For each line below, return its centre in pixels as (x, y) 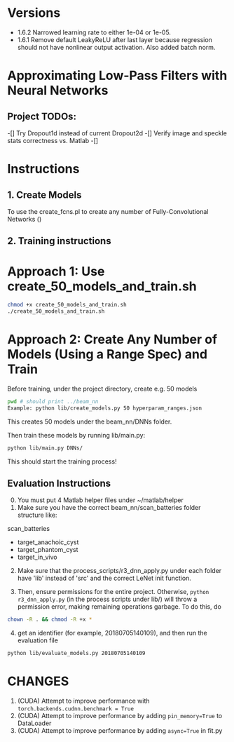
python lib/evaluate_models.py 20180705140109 (76, 654)
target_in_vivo (37, 557)
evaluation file (37, 640)
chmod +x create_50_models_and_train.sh (67, 305)
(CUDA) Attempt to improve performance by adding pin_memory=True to (120, 716)
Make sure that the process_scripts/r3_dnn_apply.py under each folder (119, 571)
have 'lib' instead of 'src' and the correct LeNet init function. (104, 578)
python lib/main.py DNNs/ (45, 448)
